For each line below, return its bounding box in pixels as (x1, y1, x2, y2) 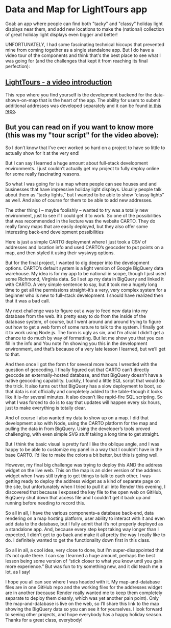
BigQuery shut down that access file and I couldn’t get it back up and (5, 494, 151, 500)
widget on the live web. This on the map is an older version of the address (5, 467, 161, 473)
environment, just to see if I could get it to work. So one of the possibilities (5, 212, 161, 218)
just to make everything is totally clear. (5, 404, 86, 411)
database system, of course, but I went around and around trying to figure (5, 318, 161, 325)
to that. (5, 351, 20, 357)
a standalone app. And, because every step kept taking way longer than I (5, 526, 159, 532)
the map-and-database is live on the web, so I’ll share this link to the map (5, 600, 160, 606)
